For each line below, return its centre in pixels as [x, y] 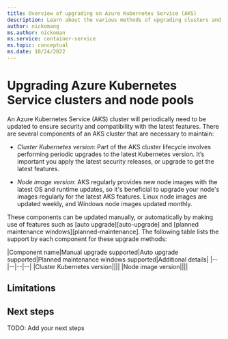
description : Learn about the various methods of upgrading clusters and [114, 20]
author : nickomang [33, 26]
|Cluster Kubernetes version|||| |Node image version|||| [111, 266]
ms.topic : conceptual [38, 45]
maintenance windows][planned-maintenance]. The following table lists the [113, 231]
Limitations [31, 288]
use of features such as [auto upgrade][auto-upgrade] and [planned [103, 224]
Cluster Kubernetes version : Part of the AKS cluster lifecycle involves [114, 147]
